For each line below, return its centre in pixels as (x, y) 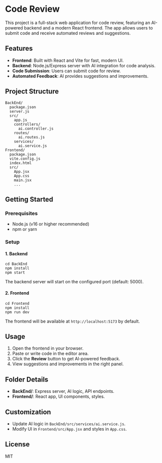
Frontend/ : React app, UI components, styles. (58, 397)
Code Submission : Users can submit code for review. (67, 71)
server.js (19, 111)
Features (19, 48)
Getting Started (29, 199)
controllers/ (27, 124)
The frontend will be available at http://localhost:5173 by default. (72, 321)
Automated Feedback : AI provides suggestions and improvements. (80, 76)
